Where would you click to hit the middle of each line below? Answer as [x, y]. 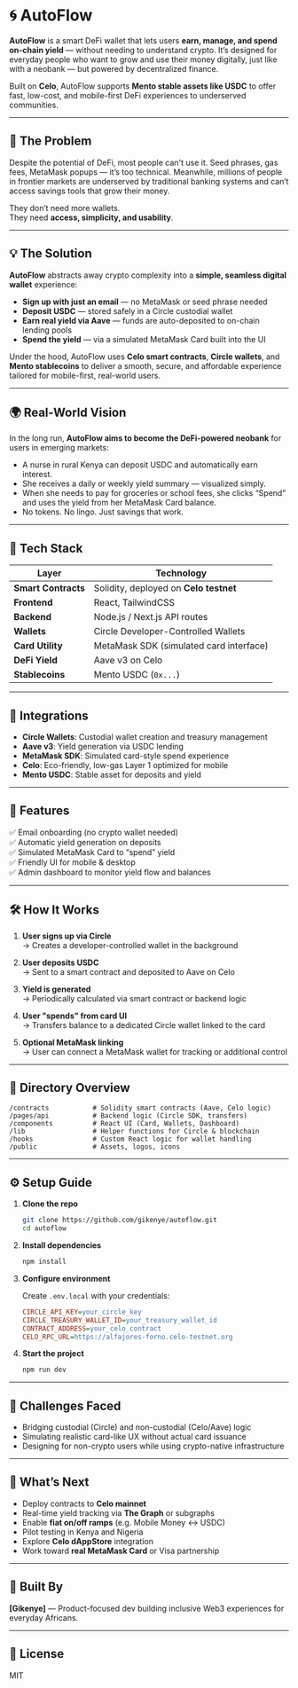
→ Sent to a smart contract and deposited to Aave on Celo [128, 971]
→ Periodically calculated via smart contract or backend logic [134, 998]
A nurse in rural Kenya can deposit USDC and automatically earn [140, 465]
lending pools [47, 330]
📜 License [37, 1654]
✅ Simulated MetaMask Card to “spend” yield [92, 852]
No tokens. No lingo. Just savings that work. [103, 512]
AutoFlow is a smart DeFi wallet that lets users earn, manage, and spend [143, 40]
